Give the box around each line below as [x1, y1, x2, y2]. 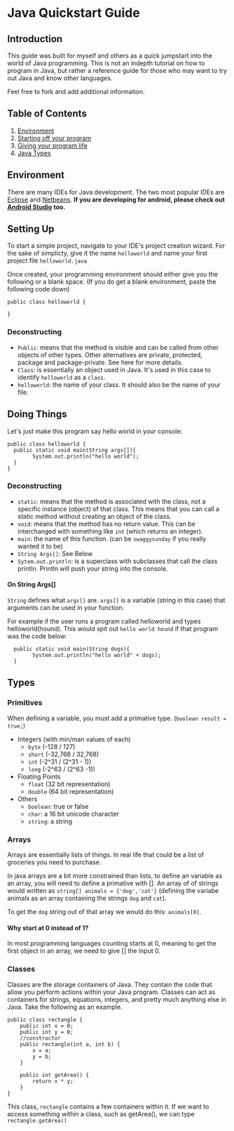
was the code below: [7, 632, 68, 640]
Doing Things [7, 409, 67, 421]
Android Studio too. [7, 202, 66, 211]
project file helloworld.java [7, 256, 88, 265]
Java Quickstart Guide [7, 5, 140, 21]
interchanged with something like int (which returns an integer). [17, 527, 203, 535]
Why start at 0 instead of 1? [7, 923, 89, 932]
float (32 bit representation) [27, 779, 111, 788]
